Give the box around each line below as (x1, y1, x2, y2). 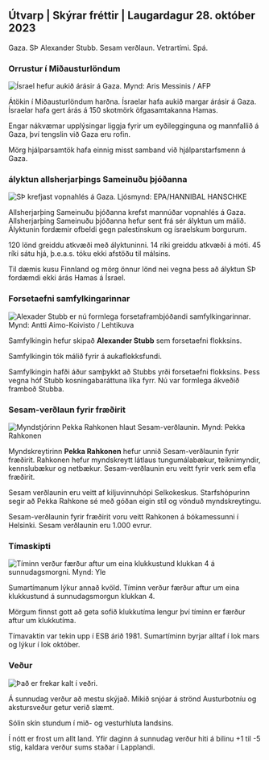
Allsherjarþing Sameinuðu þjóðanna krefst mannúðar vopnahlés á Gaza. (8, 208, 246, 217)
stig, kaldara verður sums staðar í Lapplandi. (8, 742, 155, 752)
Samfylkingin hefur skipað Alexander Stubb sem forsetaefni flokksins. (8, 336, 242, 345)
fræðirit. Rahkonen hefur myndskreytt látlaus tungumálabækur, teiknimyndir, (8, 455, 261, 465)
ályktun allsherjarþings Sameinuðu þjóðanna (8, 174, 188, 185)
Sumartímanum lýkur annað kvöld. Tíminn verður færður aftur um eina (8, 583, 240, 593)
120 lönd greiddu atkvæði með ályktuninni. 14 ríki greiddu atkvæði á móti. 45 (8, 240, 262, 250)
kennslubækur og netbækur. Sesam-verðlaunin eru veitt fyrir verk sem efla (8, 464, 256, 473)
